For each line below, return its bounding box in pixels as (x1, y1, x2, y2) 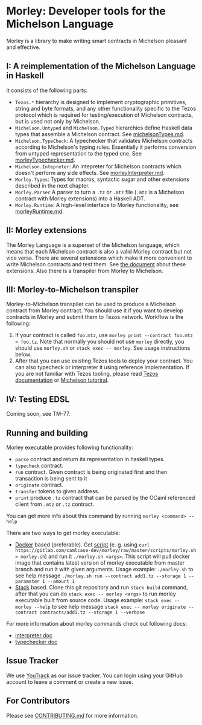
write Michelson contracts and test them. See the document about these (6, 260, 186, 267)
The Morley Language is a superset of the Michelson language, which (6, 241, 180, 249)
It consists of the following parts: (6, 87, 88, 94)
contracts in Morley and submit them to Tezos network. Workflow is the (6, 313, 184, 321)
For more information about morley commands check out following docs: (6, 620, 188, 627)
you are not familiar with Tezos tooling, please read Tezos (14, 370, 159, 378)
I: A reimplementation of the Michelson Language (6, 61, 196, 71)
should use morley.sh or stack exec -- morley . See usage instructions (14, 344, 191, 352)
